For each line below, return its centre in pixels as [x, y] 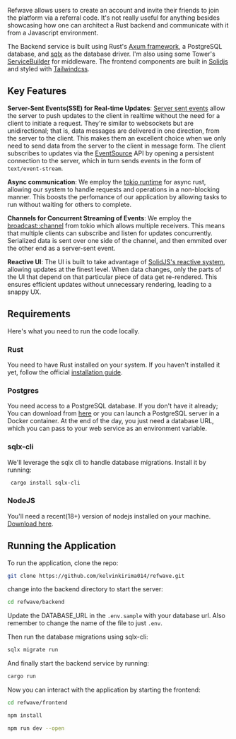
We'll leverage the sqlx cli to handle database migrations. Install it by [107, 462]
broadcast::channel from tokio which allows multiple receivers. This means [116, 225]
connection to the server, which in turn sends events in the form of [104, 160]
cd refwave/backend [36, 602]
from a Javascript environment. [53, 32]
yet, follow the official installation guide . [65, 372]
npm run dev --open [36, 728]
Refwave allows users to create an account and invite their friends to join [113, 10]
